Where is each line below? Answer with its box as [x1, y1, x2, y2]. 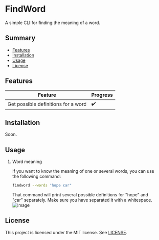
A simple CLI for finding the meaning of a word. [5, 20, 100, 26]
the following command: [12, 173, 61, 180]
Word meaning [12, 159, 42, 165]
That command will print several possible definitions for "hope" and [12, 192, 148, 198]
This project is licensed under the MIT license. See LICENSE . [5, 229, 128, 235]
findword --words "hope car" [12, 183, 72, 188]
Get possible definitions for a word [7, 101, 87, 107]
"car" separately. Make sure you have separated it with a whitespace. [12, 197, 153, 203]
